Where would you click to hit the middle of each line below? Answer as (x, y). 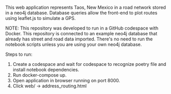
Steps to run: (19, 54)
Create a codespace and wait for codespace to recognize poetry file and (89, 64)
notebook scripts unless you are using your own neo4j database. (74, 44)
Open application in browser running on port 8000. (66, 80)
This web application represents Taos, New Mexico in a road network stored (86, 7)
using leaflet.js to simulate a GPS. (40, 18)
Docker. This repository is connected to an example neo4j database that (81, 33)
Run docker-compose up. (39, 75)
